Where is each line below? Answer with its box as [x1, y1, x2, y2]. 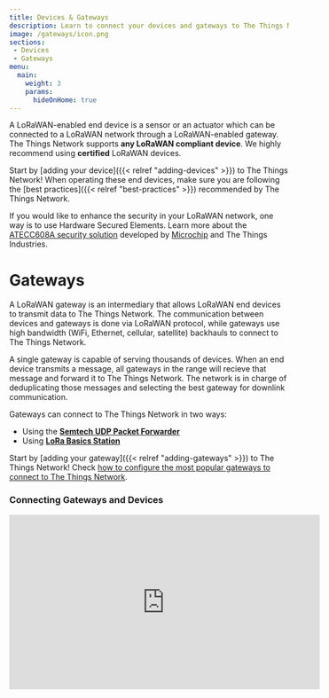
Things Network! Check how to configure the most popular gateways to [9, 462, 270, 473]
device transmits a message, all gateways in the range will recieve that [9, 364, 267, 374]
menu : [9, 63, 29, 72]
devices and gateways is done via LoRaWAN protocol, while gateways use [9, 318, 280, 329]
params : [25, 87, 53, 96]
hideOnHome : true [32, 95, 98, 105]
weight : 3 [25, 79, 62, 88]
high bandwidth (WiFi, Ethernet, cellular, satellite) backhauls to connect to [9, 327, 279, 338]
